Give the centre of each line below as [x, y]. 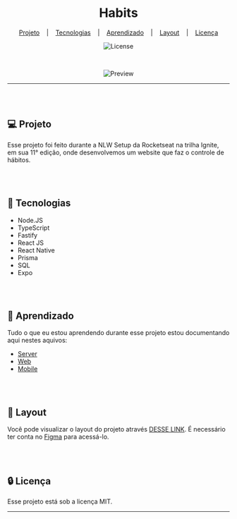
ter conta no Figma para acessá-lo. [58, 437]
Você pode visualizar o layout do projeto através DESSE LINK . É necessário [116, 429]
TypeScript [34, 228]
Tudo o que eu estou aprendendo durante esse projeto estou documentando [119, 333]
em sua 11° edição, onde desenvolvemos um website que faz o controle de [116, 152]
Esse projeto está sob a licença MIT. [60, 501]
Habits [119, 13]
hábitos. [19, 159]
